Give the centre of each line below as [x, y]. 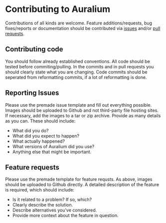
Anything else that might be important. [52, 152]
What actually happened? [39, 141]
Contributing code [34, 49]
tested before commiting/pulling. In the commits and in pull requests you [80, 66]
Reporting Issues [32, 93]
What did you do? [30, 130]
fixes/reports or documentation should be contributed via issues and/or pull [83, 28]
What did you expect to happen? [46, 136]
